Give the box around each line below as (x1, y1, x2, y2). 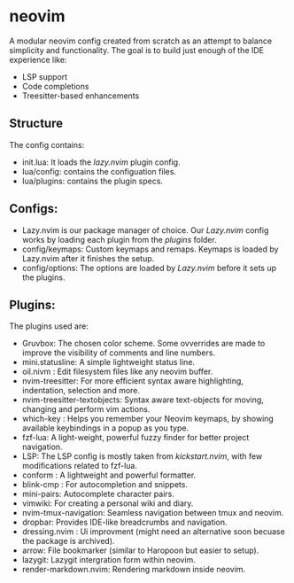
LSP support (21, 71, 68, 82)
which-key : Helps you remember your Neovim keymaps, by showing (21, 414, 275, 424)
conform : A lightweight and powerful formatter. (21, 470, 197, 480)
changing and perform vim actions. (21, 404, 151, 415)
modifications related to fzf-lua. (21, 461, 137, 471)
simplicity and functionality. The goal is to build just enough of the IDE (9, 44, 264, 55)
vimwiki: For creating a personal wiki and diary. (21, 498, 194, 509)
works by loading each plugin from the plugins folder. (21, 234, 217, 245)
